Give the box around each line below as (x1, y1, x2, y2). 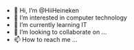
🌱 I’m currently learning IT (13, 21, 87, 28)
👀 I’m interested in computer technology (13, 14, 127, 22)
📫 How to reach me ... (13, 36, 78, 43)
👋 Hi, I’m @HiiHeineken (13, 7, 79, 14)
